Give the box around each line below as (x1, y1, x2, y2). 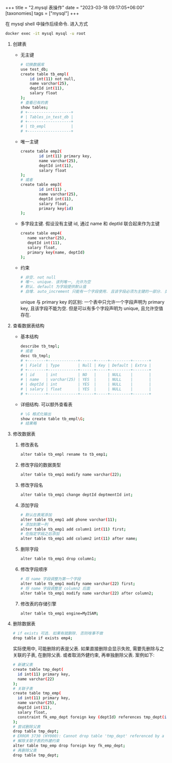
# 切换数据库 (20, 62, 45, 67)
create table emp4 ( (20, 231, 62, 236)
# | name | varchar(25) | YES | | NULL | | (20, 377, 152, 383)
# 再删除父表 (12, 748, 37, 753)
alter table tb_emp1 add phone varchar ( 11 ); (20, 517, 117, 522)
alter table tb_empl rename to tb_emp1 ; (20, 452, 108, 457)
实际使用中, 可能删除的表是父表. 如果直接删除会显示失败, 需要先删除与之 (12, 646, 164, 652)
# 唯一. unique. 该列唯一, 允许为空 (20, 280, 91, 285)
